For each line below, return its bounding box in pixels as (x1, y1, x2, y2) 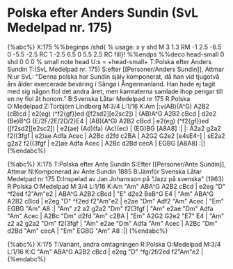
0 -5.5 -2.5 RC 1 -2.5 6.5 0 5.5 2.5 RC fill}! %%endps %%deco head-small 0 (7, 50, 225, 59)
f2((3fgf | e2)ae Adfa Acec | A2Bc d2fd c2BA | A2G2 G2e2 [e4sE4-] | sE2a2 (7, 131, 225, 140)
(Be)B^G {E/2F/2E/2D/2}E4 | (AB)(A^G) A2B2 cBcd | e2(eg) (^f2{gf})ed (7, 116, 209, 125)
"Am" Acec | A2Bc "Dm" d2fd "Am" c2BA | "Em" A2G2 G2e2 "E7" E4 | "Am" (7, 211, 225, 220)
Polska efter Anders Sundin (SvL (7, 5, 199, 21)
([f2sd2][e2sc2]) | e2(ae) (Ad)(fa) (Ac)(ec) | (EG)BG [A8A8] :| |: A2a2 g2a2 (7, 124, 221, 132)
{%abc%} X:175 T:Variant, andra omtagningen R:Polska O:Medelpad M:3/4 (7, 240, 221, 248)
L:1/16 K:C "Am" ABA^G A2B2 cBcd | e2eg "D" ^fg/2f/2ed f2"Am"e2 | (7, 247, 204, 256)
